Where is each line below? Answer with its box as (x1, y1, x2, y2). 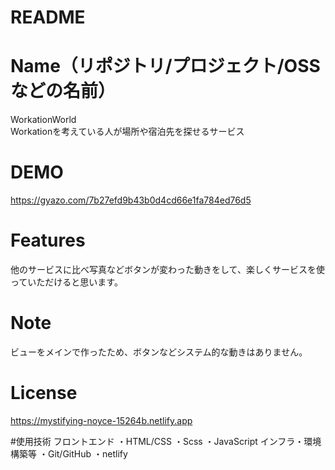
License (10, 382, 78, 405)
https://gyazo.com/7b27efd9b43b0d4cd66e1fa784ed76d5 (10, 194, 252, 206)
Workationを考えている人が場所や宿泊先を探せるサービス (10, 126, 245, 138)
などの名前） (10, 80, 117, 103)
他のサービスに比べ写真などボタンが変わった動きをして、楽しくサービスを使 (10, 264, 325, 275)
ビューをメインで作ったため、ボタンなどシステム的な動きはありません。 (10, 346, 308, 358)
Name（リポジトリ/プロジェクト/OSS (10, 55, 321, 78)
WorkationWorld (10, 114, 77, 126)
